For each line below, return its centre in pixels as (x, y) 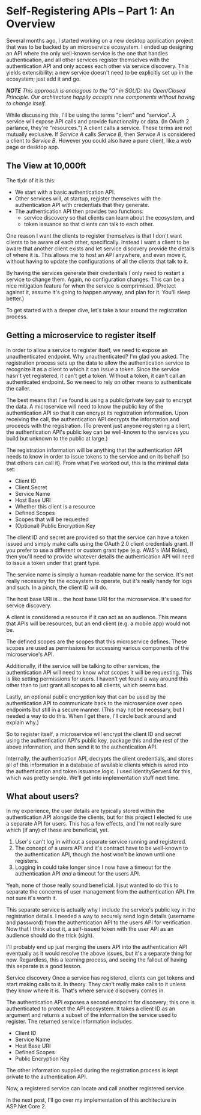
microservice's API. (30, 654)
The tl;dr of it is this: (31, 180)
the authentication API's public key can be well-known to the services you (98, 432)
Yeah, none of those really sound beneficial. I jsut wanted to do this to (92, 885)
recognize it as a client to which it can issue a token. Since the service (93, 369)
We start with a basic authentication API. (65, 192)
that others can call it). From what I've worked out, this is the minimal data (97, 463)
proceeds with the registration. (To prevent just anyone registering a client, (98, 425)
